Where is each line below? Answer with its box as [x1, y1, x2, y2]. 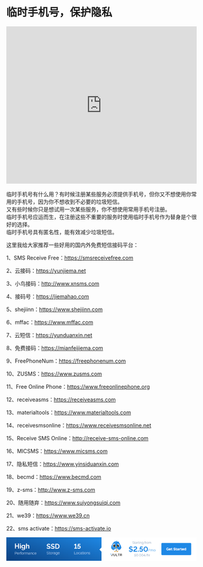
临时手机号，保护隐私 [6, 5, 113, 19]
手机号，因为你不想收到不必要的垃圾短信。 [16, 198, 123, 205]
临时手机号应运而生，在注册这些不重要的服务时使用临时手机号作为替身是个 [6, 213, 192, 220]
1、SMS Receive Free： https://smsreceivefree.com [6, 254, 134, 261]
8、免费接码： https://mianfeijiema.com [6, 344, 104, 352]
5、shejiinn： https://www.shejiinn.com [6, 306, 103, 313]
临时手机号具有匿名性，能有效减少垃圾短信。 [6, 228, 118, 235]
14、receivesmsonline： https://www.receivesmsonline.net [6, 421, 152, 429]
